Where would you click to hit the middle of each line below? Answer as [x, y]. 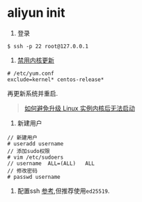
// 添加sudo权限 [29, 151]
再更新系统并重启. [33, 93]
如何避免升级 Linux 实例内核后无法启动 [80, 108]
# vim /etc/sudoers [35, 157]
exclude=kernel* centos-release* [56, 79]
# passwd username [34, 177]
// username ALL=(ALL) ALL [51, 163]
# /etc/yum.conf [31, 73]
